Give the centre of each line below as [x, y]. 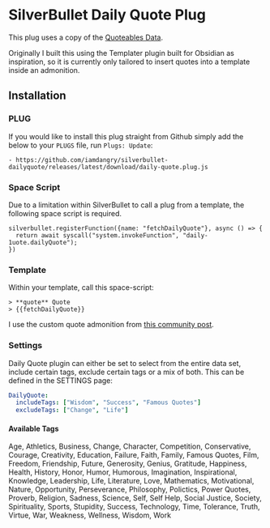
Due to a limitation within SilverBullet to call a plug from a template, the [126, 205]
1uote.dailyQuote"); [43, 242]
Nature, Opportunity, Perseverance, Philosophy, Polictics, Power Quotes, [130, 490]
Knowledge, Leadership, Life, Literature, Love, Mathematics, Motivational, [131, 481]
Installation [37, 96]
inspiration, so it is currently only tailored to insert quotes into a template [129, 62]
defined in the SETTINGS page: [61, 380]
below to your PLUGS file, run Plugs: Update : [81, 145]
